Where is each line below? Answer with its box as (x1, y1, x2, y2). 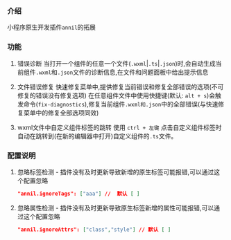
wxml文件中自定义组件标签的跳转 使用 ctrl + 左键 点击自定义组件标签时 (17, 123, 222, 131)
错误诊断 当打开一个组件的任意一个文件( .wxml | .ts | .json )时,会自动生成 (17, 59, 216, 67)
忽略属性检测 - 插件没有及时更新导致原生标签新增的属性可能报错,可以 (17, 203, 214, 212)
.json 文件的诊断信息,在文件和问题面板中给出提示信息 (57, 68, 209, 76)
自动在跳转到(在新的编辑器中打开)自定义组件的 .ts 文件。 (17, 131, 178, 140)
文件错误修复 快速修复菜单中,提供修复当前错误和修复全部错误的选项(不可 (17, 82, 224, 91)
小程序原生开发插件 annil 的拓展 (7, 23, 96, 32)
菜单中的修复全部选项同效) (23, 109, 99, 117)
